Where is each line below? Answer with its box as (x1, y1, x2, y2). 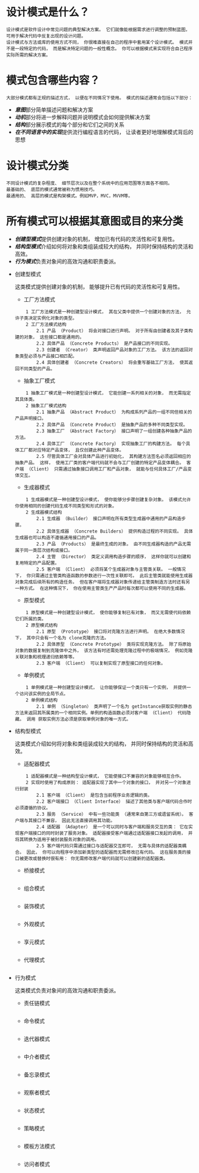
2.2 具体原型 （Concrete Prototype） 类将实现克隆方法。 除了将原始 (36, 641, 191, 647)
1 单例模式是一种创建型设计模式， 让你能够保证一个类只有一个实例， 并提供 (26, 684, 187, 691)
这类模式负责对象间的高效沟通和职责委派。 (14, 986, 119, 994)
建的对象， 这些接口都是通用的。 (14, 334, 84, 340)
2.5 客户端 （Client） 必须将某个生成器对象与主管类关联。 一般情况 (36, 566, 186, 572)
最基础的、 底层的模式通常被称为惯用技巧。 (6, 186, 97, 193)
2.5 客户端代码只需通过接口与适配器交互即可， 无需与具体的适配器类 (36, 843, 182, 849)
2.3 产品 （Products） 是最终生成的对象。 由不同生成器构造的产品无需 (36, 541, 191, 547)
